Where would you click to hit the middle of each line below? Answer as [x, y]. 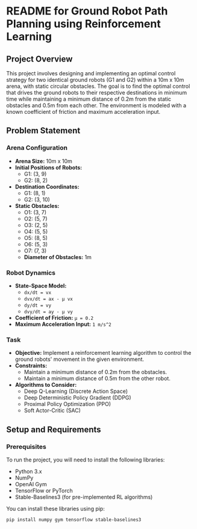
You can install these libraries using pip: [56, 509]
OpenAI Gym [31, 484]
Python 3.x [28, 471]
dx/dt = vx [38, 293]
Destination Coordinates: [47, 186]
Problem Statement [43, 131]
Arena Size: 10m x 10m [43, 161]
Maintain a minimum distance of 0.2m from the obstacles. [95, 372]
